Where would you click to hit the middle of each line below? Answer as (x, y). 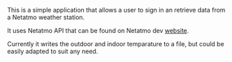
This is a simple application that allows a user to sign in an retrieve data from (116, 10)
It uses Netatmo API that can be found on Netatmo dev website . (98, 31)
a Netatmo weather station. (46, 17)
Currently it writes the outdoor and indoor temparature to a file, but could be (116, 44)
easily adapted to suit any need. (53, 51)
